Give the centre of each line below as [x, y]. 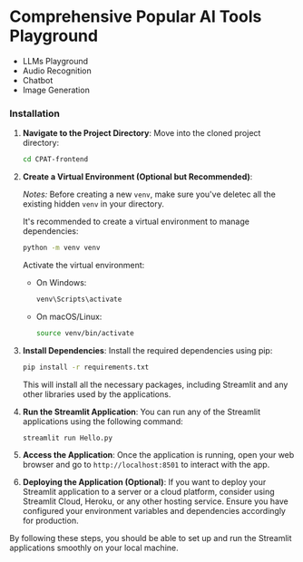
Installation [35, 113]
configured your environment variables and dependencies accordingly [154, 511]
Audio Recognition [57, 71]
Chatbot [38, 80]
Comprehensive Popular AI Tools [136, 17]
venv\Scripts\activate [79, 299]
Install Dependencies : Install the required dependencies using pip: [147, 350]
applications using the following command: [103, 421]
